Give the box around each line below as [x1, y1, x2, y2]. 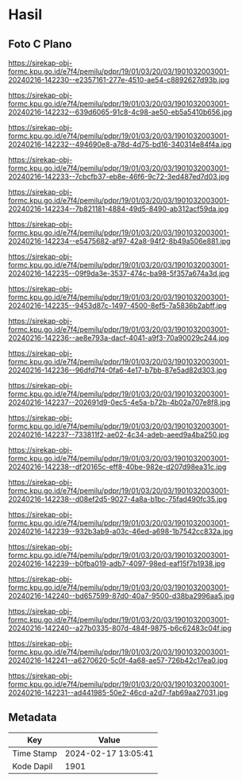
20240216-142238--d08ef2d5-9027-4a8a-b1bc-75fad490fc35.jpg [8, 495, 228, 503]
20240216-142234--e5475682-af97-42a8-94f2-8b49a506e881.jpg [8, 237, 231, 245]
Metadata [8, 711, 57, 724]
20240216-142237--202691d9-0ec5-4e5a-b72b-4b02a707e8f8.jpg [8, 398, 231, 406]
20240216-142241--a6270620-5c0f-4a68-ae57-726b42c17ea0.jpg [8, 656, 229, 665]
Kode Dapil [12, 761, 53, 772]
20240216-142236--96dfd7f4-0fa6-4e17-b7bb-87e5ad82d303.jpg [8, 365, 228, 375]
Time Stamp [12, 748, 58, 759]
